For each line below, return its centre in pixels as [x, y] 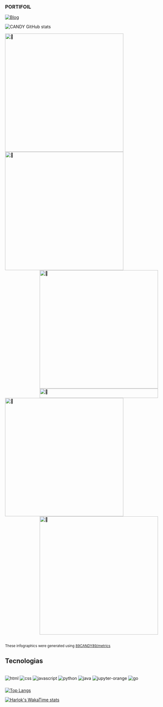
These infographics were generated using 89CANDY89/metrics [58, 646]
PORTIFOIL [18, 7]
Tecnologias [24, 661]
